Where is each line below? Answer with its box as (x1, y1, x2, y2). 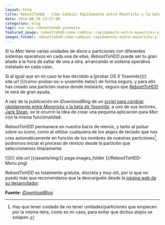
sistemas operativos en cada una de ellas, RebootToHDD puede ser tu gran (5, 53, 157, 59)
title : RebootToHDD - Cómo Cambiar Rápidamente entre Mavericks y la (5, 12, 151, 17)
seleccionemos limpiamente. (5, 145, 63, 151)
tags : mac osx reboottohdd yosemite (5, 26, 80, 30)
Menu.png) (5, 160, 27, 166)
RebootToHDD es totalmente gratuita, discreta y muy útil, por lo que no (5, 169, 148, 175)
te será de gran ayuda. (5, 89, 51, 95)
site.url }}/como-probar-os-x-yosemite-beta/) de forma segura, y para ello (5, 78, 156, 84)
